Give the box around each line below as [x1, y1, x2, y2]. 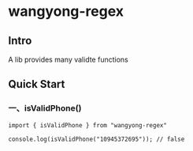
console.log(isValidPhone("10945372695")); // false [8, 135, 185, 143]
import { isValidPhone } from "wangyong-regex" [8, 121, 168, 129]
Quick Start [8, 77, 65, 91]
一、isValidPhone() [8, 103, 82, 114]
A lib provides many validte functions [8, 55, 128, 64]
